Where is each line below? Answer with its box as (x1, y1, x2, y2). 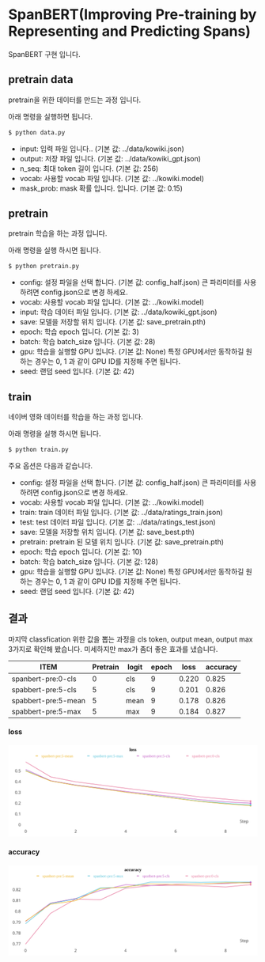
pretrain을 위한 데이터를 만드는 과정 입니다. (8, 95, 142, 104)
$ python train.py (8, 445, 69, 454)
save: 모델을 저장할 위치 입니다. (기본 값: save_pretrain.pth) (19, 317, 206, 327)
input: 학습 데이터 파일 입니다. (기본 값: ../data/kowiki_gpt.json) (19, 307, 218, 317)
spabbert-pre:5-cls (11, 684, 77, 694)
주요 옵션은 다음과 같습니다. (8, 461, 93, 470)
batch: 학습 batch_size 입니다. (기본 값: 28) (19, 337, 156, 347)
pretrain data (8, 73, 74, 86)
